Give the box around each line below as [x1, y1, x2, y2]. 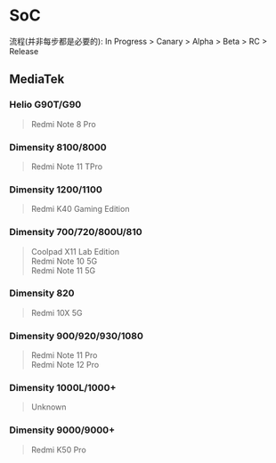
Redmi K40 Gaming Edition [30, 204, 130, 215]
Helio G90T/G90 [9, 99, 82, 111]
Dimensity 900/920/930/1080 [9, 329, 144, 342]
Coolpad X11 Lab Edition [30, 246, 120, 256]
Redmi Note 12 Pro [30, 360, 100, 370]
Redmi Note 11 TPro [30, 161, 103, 172]
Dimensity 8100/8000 [9, 141, 107, 153]
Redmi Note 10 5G [30, 256, 98, 266]
